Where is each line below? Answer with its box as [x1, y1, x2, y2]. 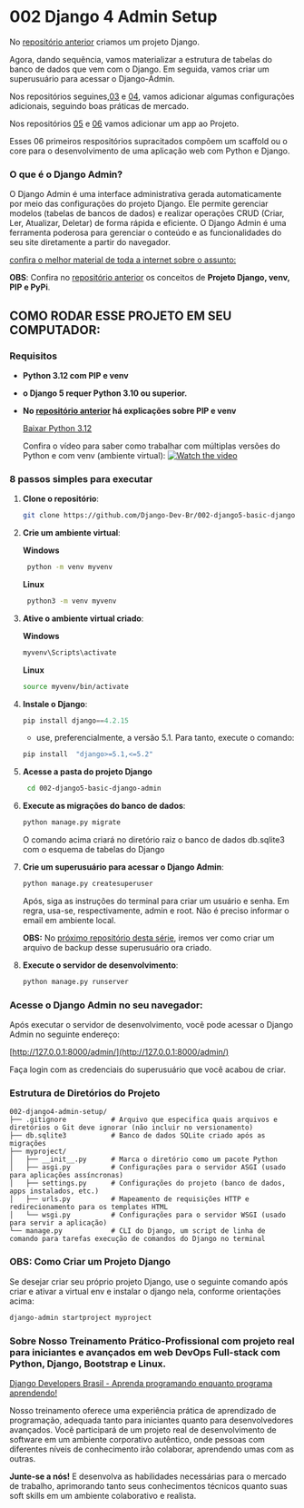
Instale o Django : [22, 698, 88, 709]
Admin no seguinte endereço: [9, 1029, 121, 1040]
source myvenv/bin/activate [22, 682, 129, 691]
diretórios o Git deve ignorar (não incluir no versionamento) [9, 1123, 254, 1132]
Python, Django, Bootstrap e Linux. [9, 1357, 166, 1370]
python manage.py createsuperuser [22, 879, 153, 889]
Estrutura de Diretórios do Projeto [9, 1087, 161, 1099]
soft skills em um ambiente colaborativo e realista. [9, 1490, 197, 1501]
